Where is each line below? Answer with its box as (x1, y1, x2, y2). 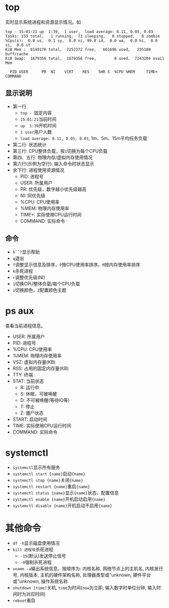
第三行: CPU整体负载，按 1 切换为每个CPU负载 (12, 148, 108, 154)
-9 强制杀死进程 (20, 559, 52, 565)
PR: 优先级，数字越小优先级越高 (20, 186, 87, 192)
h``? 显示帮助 (12, 248, 40, 255)
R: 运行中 (20, 384, 40, 391)
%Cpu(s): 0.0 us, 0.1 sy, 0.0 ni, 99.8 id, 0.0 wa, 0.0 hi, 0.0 (5, 38, 158, 43)
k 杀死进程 (12, 268, 33, 274)
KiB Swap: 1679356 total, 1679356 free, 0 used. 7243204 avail (5, 56, 165, 61)
